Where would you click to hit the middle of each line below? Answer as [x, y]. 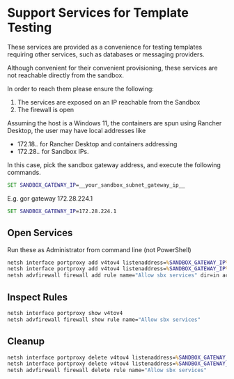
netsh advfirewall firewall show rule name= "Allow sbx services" [104, 319]
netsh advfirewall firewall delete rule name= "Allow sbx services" [107, 371]
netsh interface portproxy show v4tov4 [65, 313]
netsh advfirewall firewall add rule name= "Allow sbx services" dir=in [113, 276]
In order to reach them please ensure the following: [81, 88]
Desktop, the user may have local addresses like [77, 130]
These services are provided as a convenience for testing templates [105, 47]
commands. [24, 172]
